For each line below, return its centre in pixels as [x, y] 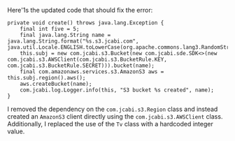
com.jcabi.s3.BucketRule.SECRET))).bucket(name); [81, 66]
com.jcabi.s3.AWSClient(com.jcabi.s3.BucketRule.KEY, [87, 59]
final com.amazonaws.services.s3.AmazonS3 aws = [92, 72]
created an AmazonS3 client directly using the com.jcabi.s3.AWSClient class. [115, 117]
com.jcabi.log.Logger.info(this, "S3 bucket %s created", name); [117, 90]
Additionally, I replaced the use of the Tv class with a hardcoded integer [110, 124]
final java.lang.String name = [65, 35]
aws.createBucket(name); [56, 84]
